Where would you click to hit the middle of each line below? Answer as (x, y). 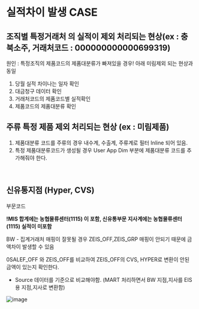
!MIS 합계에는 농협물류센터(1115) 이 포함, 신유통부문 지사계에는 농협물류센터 (94, 219)
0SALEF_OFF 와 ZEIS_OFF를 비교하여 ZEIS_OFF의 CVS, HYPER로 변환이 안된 (98, 259)
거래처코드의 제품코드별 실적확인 (53, 99)
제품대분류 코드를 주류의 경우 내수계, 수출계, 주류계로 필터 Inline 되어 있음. (101, 143)
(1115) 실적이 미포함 (29, 226)
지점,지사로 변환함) (43, 287)
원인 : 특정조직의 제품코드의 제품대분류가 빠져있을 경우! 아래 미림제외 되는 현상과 (100, 63)
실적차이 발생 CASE (52, 12)
